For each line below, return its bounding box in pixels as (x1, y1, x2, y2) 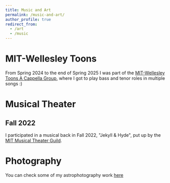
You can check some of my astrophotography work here (5, 172, 124, 178)
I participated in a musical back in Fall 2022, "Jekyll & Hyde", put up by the (5, 132, 161, 138)
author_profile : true (5, 17, 51, 22)
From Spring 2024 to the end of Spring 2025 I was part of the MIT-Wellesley (5, 70, 165, 76)
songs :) (5, 80, 23, 86)
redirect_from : (5, 21, 38, 27)
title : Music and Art (5, 7, 51, 13)
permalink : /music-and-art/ (5, 12, 65, 17)
